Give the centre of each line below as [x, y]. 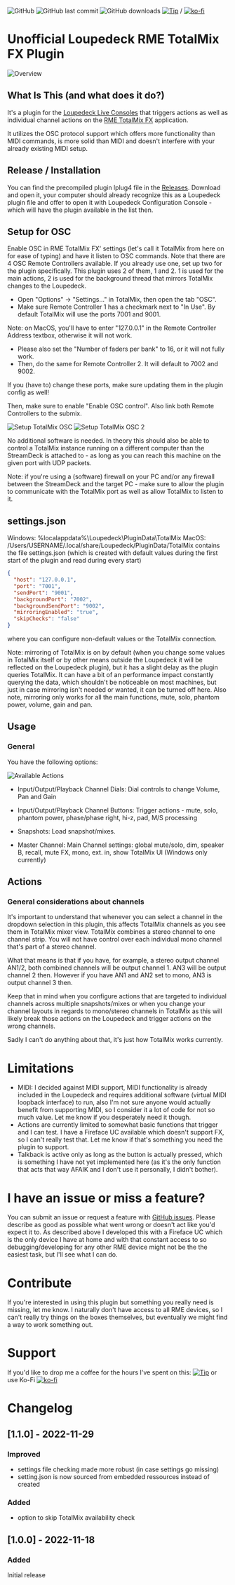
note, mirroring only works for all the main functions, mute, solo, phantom [113, 697]
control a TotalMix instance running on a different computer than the [106, 448]
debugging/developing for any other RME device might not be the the [108, 1247]
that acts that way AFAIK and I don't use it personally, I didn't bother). [117, 1170]
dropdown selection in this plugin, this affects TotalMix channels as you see [116, 924]
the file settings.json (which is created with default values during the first [113, 553]
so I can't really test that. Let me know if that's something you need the [120, 1139]
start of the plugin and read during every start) [74, 561]
